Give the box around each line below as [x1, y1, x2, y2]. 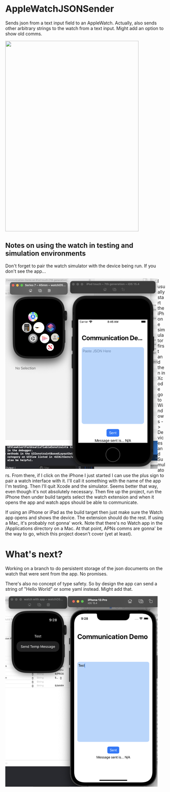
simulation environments [5, 249, 86, 258]
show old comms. [5, 30, 42, 37]
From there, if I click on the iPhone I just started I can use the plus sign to [12, 472, 164, 478]
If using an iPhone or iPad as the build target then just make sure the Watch [5, 509, 163, 515]
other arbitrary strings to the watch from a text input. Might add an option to [5, 25, 164, 31]
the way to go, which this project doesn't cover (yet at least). [5, 530, 132, 536]
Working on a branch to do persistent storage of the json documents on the [5, 565, 163, 572]
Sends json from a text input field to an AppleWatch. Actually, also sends [5, 20, 157, 26]
